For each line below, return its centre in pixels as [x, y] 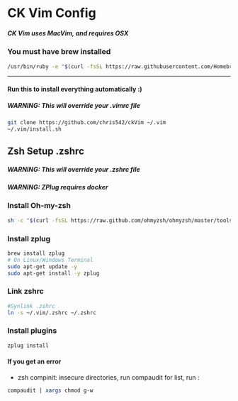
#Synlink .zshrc [31, 306]
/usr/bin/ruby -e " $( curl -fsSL [55, 66]
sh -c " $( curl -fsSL [38, 220]
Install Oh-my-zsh [39, 206]
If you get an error [34, 362]
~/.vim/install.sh [34, 129]
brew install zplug [36, 253]
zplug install [28, 346]
